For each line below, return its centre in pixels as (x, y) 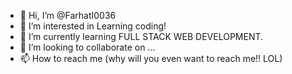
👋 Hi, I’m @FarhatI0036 (68, 15)
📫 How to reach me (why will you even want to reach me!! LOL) (151, 58)
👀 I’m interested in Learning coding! (93, 26)
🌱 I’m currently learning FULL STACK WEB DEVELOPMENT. (141, 36)
